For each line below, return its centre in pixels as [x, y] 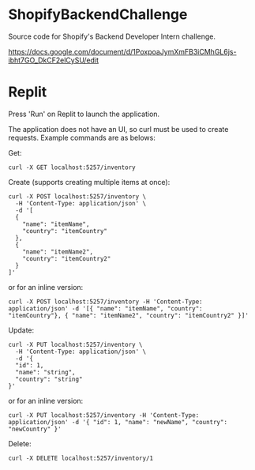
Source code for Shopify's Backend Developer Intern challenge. [112, 36]
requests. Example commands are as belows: [82, 137]
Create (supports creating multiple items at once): [89, 182]
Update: [21, 330]
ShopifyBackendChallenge [98, 15]
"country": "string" [49, 379]
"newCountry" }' [35, 429]
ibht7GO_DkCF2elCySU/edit [54, 60]
